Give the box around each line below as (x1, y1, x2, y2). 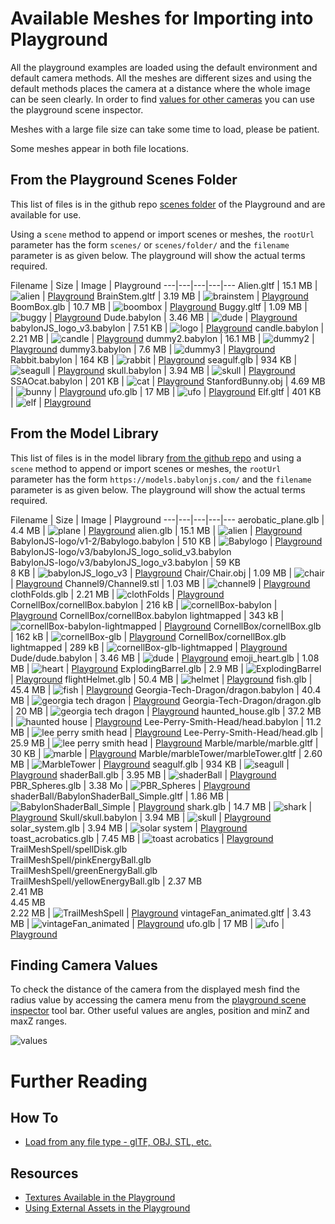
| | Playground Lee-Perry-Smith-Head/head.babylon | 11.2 (10, 715, 322, 727)
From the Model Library (10, 425, 159, 442)
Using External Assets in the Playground (24, 1202, 191, 1214)
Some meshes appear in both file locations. (10, 142, 189, 154)
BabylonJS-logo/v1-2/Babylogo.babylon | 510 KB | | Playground (10, 535, 323, 547)
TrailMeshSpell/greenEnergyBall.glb (10, 864, 158, 876)
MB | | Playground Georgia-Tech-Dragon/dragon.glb (10, 694, 322, 706)
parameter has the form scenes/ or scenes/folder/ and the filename (10, 238, 290, 251)
